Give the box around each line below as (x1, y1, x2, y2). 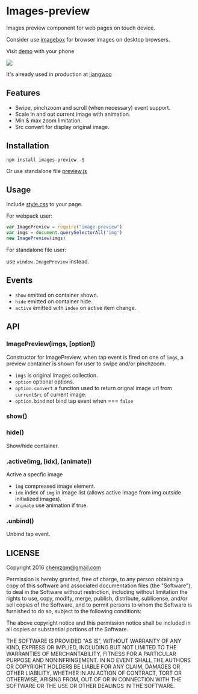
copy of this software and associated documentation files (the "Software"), (6, 582, 193, 589)
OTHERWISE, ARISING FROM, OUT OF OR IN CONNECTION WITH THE (6, 676, 182, 683)
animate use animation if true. (14, 502, 88, 509)
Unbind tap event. (6, 531, 51, 538)
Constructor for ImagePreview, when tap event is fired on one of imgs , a (6, 353, 184, 361)
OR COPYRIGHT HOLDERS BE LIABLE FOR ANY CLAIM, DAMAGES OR (6, 663, 181, 670)
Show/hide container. (6, 442, 59, 449)
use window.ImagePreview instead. (6, 258, 90, 265)
